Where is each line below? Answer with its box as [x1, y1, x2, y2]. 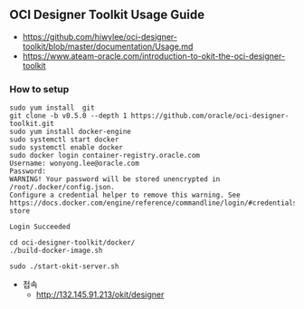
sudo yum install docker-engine [9, 127, 131, 137]
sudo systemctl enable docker [9, 143, 124, 152]
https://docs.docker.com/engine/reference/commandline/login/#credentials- [9, 198, 301, 208]
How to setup [9, 82, 70, 95]
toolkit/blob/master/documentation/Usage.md [22, 41, 194, 52]
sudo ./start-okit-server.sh [9, 262, 119, 271]
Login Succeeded [9, 222, 71, 232]
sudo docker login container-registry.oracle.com [9, 151, 201, 160]
